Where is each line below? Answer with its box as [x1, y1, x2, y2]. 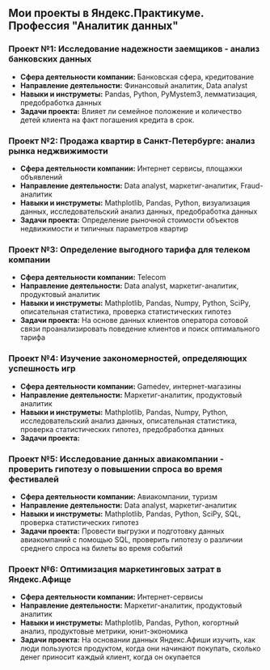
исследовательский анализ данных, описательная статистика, [19, 416, 238, 426]
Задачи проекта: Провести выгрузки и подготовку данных [19, 526, 225, 536]
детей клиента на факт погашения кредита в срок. [19, 115, 195, 125]
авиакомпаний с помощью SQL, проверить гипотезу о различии [19, 534, 243, 545]
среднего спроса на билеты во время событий [19, 543, 184, 553]
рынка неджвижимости [8, 145, 108, 156]
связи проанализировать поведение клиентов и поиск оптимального [19, 324, 260, 334]
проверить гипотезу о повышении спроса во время [8, 463, 222, 474]
